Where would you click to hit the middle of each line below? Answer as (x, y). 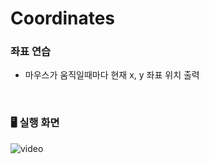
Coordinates (63, 18)
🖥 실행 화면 (35, 123)
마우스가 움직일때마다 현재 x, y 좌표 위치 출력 (112, 75)
